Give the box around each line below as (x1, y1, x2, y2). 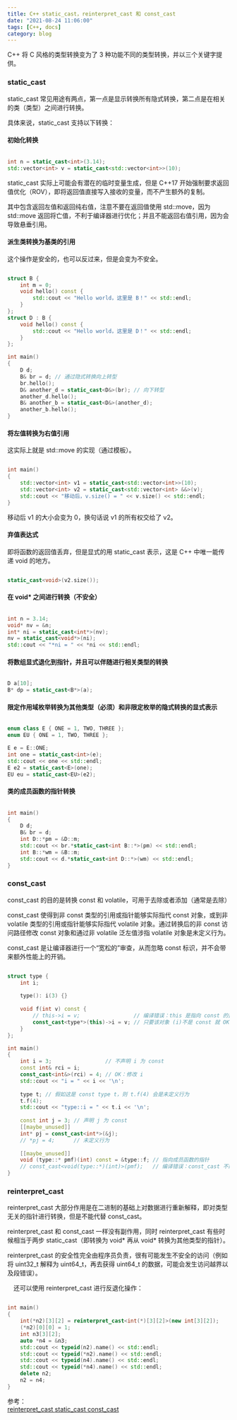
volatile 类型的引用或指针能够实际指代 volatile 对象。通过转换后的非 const (7, 920, 220, 928)
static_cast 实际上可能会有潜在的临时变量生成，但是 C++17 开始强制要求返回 (7, 178, 229, 187)
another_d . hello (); (20, 393, 78, 400)
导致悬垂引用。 (7, 220, 51, 229)
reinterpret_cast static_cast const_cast (7, 1404, 119, 1413)
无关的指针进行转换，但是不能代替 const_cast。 (7, 1212, 146, 1221)
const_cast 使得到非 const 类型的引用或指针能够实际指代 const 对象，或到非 (7, 910, 228, 919)
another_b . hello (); (20, 406, 78, 413)
